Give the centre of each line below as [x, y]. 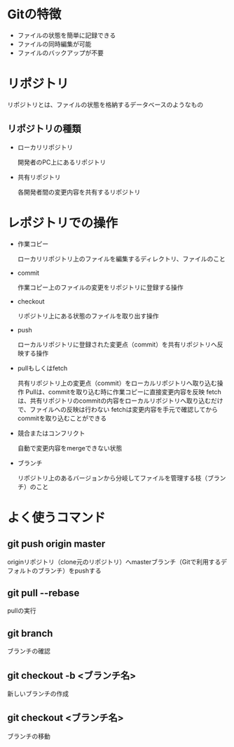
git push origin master [56, 544]
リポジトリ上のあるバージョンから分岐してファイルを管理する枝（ [112, 478]
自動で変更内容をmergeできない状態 [70, 448]
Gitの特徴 [34, 14]
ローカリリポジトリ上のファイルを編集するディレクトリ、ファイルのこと [121, 259]
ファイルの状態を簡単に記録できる [67, 35]
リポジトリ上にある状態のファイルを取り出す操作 [88, 316]
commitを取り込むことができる [62, 418]
